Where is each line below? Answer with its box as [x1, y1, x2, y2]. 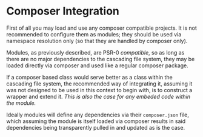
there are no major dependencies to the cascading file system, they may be [6, 55, 195, 62]
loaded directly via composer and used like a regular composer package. [6, 62, 189, 69]
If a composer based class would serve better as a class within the [6, 73, 173, 81]
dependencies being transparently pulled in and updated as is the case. [6, 124, 185, 131]
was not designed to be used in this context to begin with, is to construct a [6, 86, 193, 93]
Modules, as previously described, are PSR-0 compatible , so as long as [6, 48, 185, 56]
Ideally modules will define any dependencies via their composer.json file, [6, 111, 190, 118]
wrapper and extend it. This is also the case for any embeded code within [6, 93, 191, 100]
